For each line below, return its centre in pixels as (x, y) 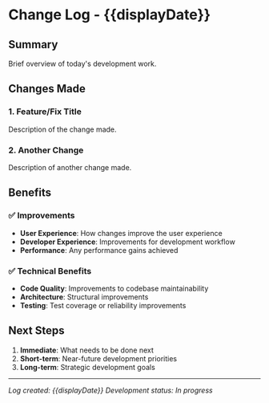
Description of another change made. (70, 167)
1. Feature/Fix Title (45, 112)
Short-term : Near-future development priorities (98, 358)
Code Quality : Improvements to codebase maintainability (114, 288)
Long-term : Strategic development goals (88, 367)
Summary (33, 45)
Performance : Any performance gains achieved (99, 250)
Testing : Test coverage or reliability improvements (103, 305)
